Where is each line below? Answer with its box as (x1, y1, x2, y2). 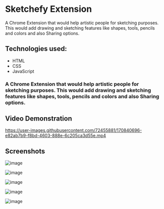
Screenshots (5, 147, 45, 155)
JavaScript (12, 68, 34, 74)
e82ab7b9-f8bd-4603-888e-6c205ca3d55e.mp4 (5, 132, 106, 139)
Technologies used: (5, 44, 67, 53)
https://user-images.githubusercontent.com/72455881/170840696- (5, 127, 142, 133)
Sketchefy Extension (5, 3, 92, 15)
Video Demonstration (5, 115, 72, 123)
